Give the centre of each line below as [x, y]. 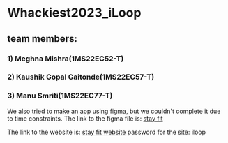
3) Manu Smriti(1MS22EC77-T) [60, 96]
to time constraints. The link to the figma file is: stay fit [85, 118]
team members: [43, 39]
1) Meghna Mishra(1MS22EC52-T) [66, 59]
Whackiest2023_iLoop [74, 13]
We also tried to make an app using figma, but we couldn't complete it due [114, 111]
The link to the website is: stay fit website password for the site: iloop [107, 132]
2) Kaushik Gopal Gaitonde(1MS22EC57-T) [81, 77]
